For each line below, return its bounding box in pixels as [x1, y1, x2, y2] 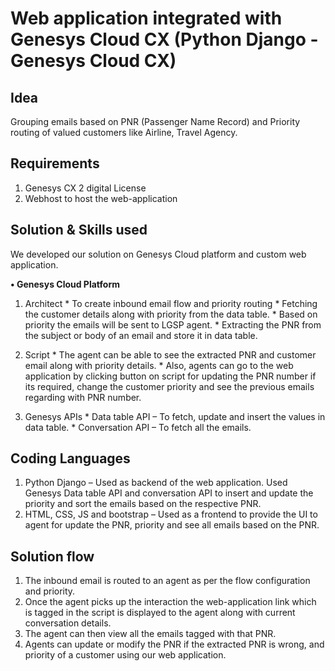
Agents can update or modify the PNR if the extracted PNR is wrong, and [24, 638, 325, 651]
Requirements [10, 155, 100, 172]
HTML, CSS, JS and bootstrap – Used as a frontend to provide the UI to [24, 508, 318, 521]
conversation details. [24, 617, 112, 629]
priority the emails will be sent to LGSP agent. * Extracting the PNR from [24, 318, 322, 331]
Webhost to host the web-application [24, 192, 178, 204]
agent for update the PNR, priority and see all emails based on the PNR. [24, 519, 320, 531]
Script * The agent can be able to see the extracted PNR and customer [24, 348, 317, 361]
